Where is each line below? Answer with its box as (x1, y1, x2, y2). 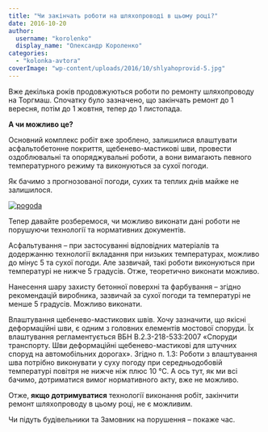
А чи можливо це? (8, 119, 74, 129)
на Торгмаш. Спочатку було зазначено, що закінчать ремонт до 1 (8, 94, 234, 105)
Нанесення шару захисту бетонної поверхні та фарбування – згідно (8, 282, 241, 291)
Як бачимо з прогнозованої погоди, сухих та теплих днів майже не (8, 176, 240, 186)
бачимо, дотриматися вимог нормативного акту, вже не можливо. (8, 375, 240, 384)
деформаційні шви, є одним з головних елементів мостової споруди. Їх (8, 323, 254, 333)
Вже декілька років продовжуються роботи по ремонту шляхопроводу (8, 86, 254, 96)
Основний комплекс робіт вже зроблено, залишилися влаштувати (8, 135, 237, 145)
